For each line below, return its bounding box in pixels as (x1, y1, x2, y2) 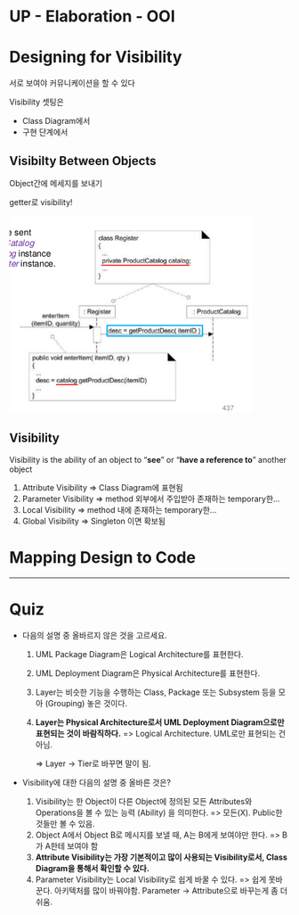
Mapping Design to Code (9, 547, 196, 567)
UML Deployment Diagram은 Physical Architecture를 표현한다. (35, 667, 261, 679)
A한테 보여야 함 (44, 840, 99, 851)
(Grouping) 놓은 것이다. (44, 697, 127, 708)
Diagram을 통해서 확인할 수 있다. (35, 862, 149, 873)
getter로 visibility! (9, 196, 73, 207)
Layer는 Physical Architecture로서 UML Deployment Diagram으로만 (35, 716, 285, 728)
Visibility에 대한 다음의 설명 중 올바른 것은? (21, 777, 172, 787)
